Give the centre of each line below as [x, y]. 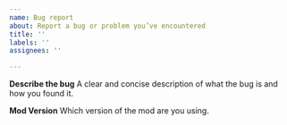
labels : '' [30, 42]
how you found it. [42, 94]
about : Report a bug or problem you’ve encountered [107, 26]
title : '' [28, 34]
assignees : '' [36, 51]
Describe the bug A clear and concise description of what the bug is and [144, 84]
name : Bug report [42, 17]
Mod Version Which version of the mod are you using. [110, 111]
